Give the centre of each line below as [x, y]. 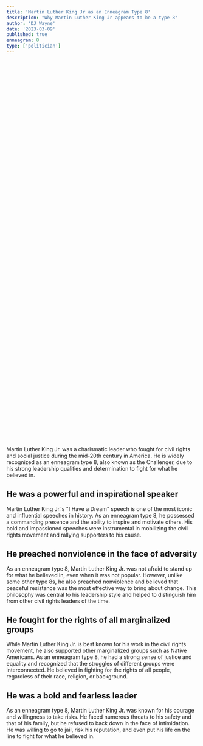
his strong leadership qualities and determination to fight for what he [92, 468]
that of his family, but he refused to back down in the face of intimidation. [98, 723]
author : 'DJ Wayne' [31, 23]
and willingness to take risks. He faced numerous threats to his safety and [99, 717]
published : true [27, 35]
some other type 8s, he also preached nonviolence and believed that [92, 582]
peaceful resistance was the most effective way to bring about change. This [101, 588]
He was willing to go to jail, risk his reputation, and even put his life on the [98, 730]
